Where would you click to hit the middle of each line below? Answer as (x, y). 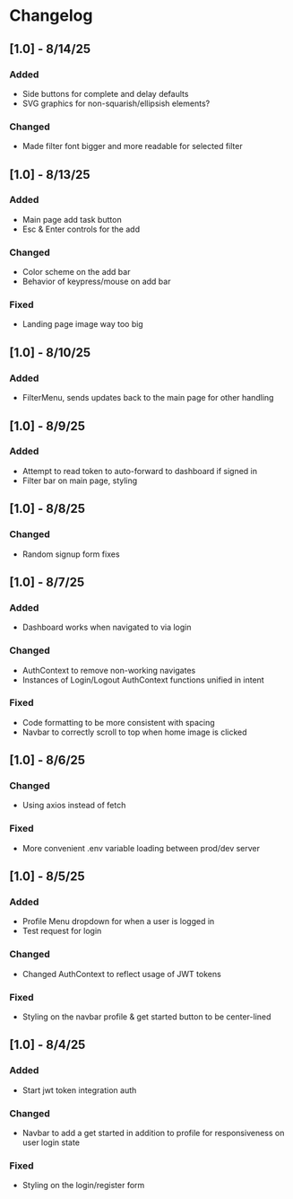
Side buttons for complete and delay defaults (105, 93)
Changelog (51, 16)
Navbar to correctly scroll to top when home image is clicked (135, 732)
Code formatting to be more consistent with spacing (118, 722)
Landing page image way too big (82, 324)
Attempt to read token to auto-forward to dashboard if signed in (140, 471)
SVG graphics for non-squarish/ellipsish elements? (116, 103)
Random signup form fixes (71, 554)
